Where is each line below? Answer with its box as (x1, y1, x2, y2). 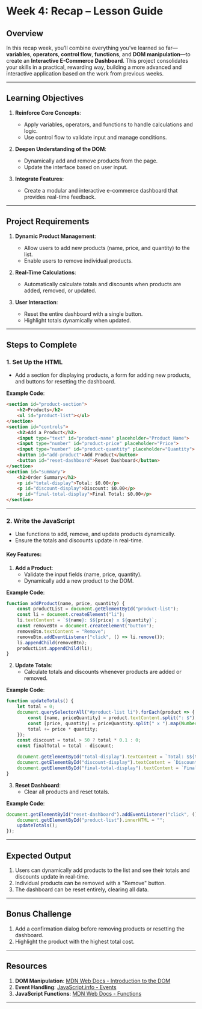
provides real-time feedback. (23, 193, 96, 200)
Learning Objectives (6, 93, 84, 103)
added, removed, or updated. (23, 287, 97, 294)
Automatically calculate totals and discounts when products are (23, 280, 182, 287)
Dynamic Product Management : (14, 232, 96, 240)
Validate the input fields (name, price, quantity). (23, 571, 142, 578)
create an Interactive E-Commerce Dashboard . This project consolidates (6, 57, 188, 64)
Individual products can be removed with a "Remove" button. (14, 880, 167, 886)
